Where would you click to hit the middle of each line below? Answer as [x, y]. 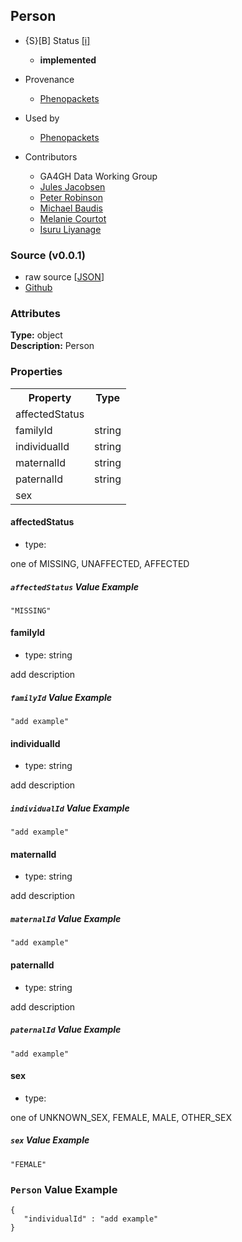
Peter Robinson [71, 197]
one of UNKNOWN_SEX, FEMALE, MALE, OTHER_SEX [121, 1117]
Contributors [51, 156]
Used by [42, 118]
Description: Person [52, 346]
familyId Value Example [61, 697]
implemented [68, 60]
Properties [36, 372]
